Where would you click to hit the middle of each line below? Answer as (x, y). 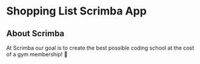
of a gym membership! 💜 (37, 54)
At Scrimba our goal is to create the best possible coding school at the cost (100, 48)
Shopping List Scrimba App (77, 11)
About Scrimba (35, 34)
